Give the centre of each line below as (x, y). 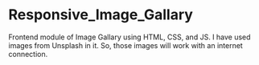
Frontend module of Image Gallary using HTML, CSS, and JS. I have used (129, 37)
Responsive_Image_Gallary (101, 15)
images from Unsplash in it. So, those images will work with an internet (125, 45)
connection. (28, 54)
